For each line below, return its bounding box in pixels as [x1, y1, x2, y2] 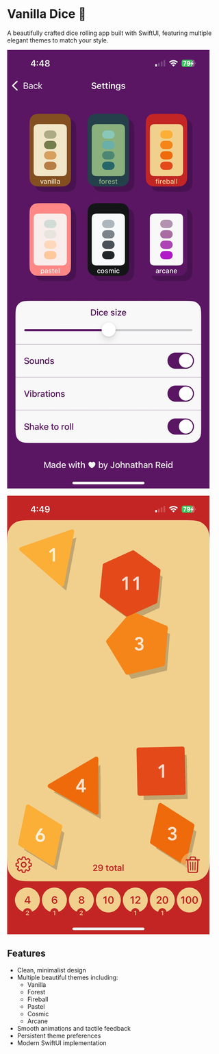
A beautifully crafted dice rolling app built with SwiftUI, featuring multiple [7, 29, 212, 37]
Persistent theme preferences [16, 1031, 101, 1040]
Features [7, 948, 46, 959]
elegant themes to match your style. [7, 36, 109, 44]
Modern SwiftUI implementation [16, 1038, 107, 1047]
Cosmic [27, 1009, 49, 1018]
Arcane [27, 1017, 48, 1025]
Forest [27, 988, 46, 996]
